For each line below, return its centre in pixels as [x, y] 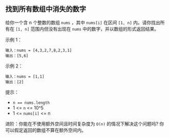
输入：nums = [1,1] [25, 76]
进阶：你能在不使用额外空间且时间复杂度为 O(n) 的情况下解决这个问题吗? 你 [85, 124]
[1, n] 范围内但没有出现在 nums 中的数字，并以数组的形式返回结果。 [87, 29]
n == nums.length [31, 103]
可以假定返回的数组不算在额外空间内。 [46, 130]
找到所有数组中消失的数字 [46, 9]
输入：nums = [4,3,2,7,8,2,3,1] [39, 50]
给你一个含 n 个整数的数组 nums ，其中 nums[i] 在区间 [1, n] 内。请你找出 [83, 22]
